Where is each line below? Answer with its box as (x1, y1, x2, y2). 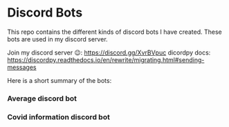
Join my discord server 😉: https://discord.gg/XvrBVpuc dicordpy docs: (7, 48, 211, 57)
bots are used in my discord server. (7, 35, 109, 43)
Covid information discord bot (7, 112, 111, 121)
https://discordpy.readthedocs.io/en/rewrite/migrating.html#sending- (7, 55, 205, 63)
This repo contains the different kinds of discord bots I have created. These (7, 28, 223, 36)
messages (7, 63, 37, 71)
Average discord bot (7, 93, 77, 103)
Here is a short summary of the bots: (7, 76, 112, 84)
